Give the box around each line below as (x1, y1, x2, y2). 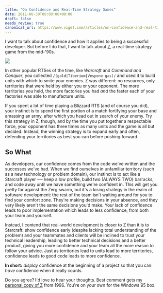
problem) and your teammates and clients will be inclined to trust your (5, 232, 145, 238)
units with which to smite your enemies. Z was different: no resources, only (5, 78, 155, 84)
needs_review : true (5, 20, 45, 26)
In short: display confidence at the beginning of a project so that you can (5, 262, 152, 268)
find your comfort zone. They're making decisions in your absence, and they (5, 197, 158, 202)
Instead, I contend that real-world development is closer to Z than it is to (5, 222, 149, 228)
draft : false (5, 16, 32, 21)
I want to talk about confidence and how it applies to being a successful (5, 38, 149, 44)
